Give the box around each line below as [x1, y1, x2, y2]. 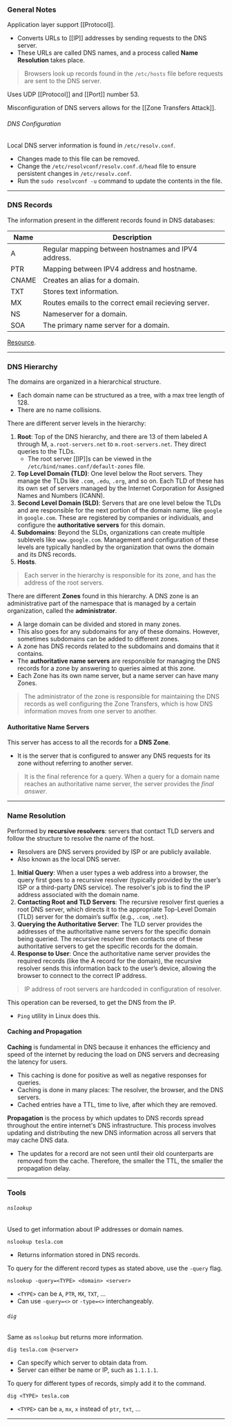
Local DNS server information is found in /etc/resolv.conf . [7, 141, 176, 150]
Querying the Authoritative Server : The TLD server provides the [17, 920, 202, 928]
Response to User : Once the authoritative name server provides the [17, 949, 211, 957]
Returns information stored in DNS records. [17, 1250, 140, 1258]
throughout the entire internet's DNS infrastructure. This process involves [7, 1121, 216, 1130]
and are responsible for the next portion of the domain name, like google [17, 506, 222, 515]
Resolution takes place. [17, 56, 85, 64]
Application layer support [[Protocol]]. [7, 21, 115, 29]
